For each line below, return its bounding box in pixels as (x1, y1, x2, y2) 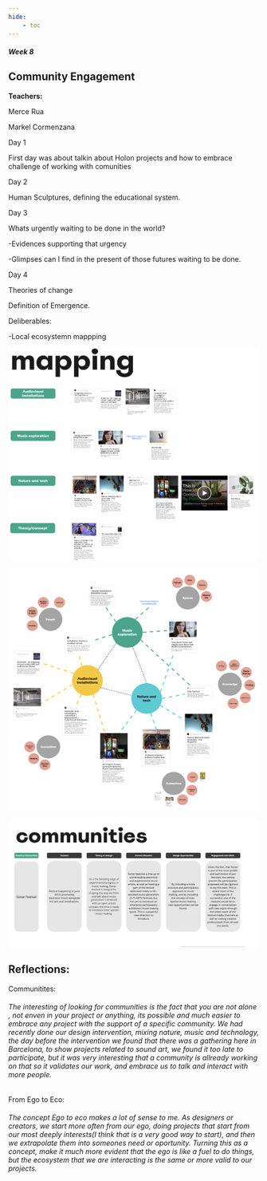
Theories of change (8, 285, 73, 294)
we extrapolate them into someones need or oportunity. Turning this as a (8, 1138, 249, 1148)
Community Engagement (8, 70, 135, 84)
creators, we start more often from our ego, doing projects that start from (8, 1121, 250, 1131)
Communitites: (8, 984, 57, 993)
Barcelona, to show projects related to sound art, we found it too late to (8, 1045, 244, 1054)
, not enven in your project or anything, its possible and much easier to (8, 1010, 241, 1021)
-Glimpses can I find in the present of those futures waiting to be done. (8, 254, 241, 263)
